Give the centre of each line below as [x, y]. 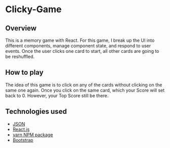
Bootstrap [23, 140]
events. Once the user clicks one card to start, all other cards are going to [82, 51]
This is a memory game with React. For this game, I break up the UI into [80, 40]
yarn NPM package [33, 135]
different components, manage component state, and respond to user [78, 46]
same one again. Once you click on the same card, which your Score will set [85, 90]
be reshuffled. [20, 56]
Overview [21, 28]
